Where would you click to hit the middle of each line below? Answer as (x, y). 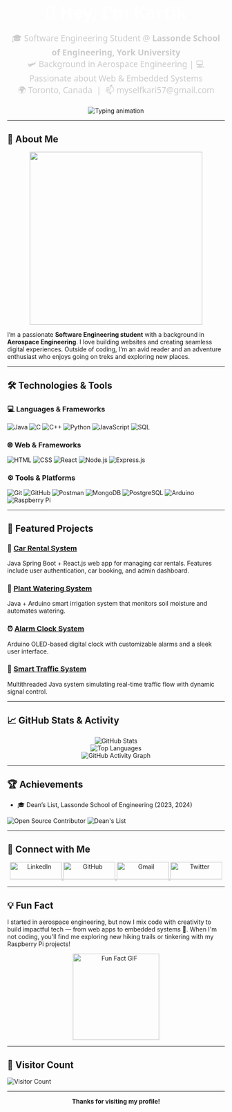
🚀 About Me (33, 139)
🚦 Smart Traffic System (47, 669)
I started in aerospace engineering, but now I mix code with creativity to (109, 922)
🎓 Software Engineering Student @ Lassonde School (116, 38)
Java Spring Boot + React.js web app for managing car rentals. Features (109, 563)
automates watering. (36, 611)
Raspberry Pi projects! (39, 944)
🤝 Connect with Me (49, 849)
